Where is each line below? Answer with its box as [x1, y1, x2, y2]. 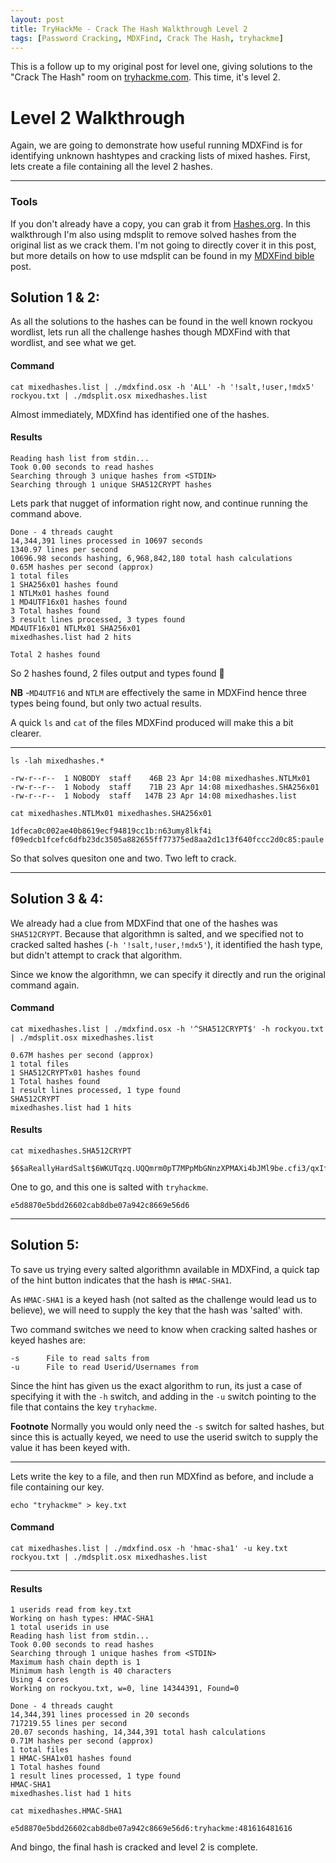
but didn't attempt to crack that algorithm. [10, 949, 183, 961]
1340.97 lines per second [10, 544, 118, 555]
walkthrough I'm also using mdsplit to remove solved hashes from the [10, 228, 297, 240]
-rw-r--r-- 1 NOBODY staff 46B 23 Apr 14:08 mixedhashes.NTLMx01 [10, 773, 311, 783]
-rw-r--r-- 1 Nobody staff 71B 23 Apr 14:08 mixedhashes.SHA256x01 [10, 782, 320, 792]
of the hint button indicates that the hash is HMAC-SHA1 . [10, 1274, 233, 1286]
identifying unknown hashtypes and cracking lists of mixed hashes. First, [10, 150, 311, 162]
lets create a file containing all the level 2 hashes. [10, 161, 213, 173]
